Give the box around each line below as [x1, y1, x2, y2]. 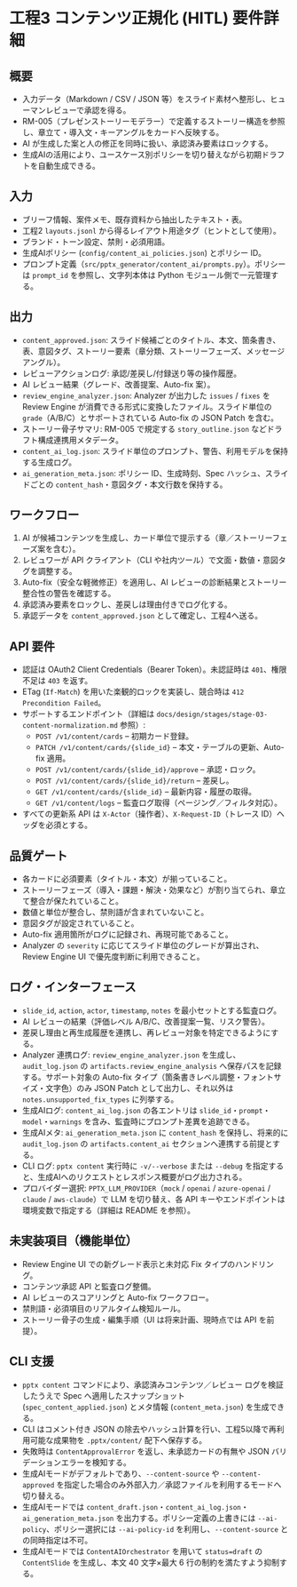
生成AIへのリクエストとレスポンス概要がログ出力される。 [37, 1171, 247, 1182]
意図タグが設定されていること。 [21, 918, 139, 929]
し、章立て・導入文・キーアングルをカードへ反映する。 [21, 127, 224, 138]
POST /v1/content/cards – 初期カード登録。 [35, 730, 193, 742]
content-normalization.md [21, 722, 118, 730]
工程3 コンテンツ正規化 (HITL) [9, 8, 229, 28]
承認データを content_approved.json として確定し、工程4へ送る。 [21, 610, 263, 621]
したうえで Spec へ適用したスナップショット [21, 1390, 185, 1400]
